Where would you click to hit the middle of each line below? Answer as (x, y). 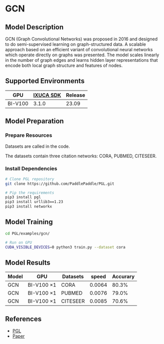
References (23, 319)
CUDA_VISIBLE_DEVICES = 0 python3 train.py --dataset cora (65, 247)
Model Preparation (35, 121)
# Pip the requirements (30, 193)
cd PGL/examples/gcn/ (28, 233)
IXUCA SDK (47, 95)
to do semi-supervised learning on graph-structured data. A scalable (76, 44)
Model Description (34, 27)
